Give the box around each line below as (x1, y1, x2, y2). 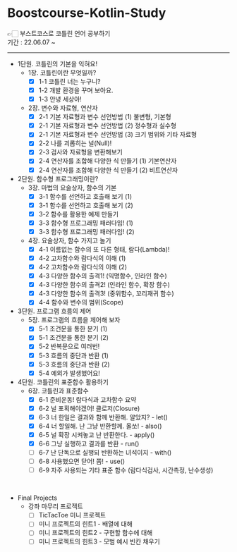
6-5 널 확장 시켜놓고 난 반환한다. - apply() (38, 430, 155, 438)
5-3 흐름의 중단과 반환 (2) (38, 360, 111, 368)
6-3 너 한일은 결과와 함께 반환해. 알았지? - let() (38, 412, 168, 421)
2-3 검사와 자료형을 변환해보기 (38, 148, 123, 157)
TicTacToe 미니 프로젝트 (38, 511, 107, 520)
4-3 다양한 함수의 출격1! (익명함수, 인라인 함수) (38, 271, 167, 280)
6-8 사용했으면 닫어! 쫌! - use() (38, 457, 126, 466)
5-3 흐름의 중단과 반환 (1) (38, 351, 109, 360)
